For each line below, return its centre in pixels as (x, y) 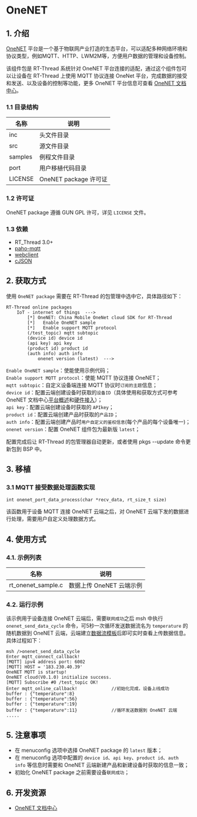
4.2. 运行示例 (25, 605)
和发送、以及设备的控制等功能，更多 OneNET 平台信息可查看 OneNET (91, 83)
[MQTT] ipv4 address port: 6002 (46, 662)
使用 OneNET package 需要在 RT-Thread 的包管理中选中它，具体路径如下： (94, 296)
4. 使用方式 (26, 539)
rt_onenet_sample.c (36, 585)
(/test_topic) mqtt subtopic (63, 333)
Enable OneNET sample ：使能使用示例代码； (58, 370)
